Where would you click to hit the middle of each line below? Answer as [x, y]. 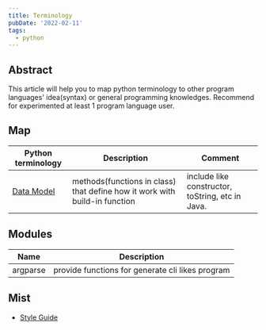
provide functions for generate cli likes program [142, 270]
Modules [30, 234]
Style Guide [38, 317]
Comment [220, 158]
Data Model [34, 191]
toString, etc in [214, 196]
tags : [17, 30]
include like [208, 176]
